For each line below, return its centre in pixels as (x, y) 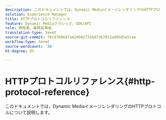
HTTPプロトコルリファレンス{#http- (80, 81)
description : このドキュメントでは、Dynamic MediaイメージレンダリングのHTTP (79, 10)
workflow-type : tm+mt (28, 42)
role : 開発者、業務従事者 (28, 28)
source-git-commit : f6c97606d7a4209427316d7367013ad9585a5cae (71, 38)
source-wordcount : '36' (30, 46)
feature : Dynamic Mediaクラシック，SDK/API (48, 23)
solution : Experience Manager (36, 14)
